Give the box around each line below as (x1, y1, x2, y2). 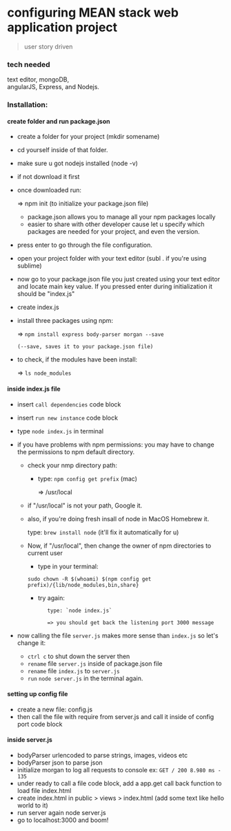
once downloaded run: (17, 186, 81, 194)
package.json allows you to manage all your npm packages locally (27, 213, 216, 221)
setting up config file (7, 690, 68, 698)
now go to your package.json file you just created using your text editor (17, 275, 221, 283)
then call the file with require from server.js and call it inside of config (17, 712, 214, 720)
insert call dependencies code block (17, 400, 121, 409)
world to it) (17, 801, 48, 810)
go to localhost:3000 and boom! (17, 816, 109, 824)
